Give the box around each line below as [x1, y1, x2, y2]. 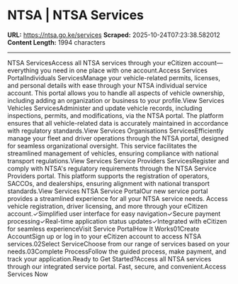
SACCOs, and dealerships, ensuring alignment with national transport [7, 179, 210, 187]
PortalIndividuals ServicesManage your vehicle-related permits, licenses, [7, 73, 221, 82]
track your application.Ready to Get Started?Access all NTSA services [7, 254, 212, 263]
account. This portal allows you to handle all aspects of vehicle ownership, [7, 89, 225, 97]
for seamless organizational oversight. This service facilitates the [7, 141, 197, 150]
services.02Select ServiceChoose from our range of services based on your [7, 239, 230, 248]
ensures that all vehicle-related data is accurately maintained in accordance [7, 119, 229, 127]
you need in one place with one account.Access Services [40, 66, 208, 75]
